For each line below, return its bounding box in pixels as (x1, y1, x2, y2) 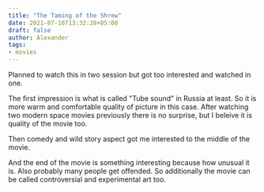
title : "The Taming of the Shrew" (8, 11, 123, 20)
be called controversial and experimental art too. (8, 175, 166, 184)
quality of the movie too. (8, 119, 88, 128)
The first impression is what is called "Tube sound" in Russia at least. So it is (8, 94, 257, 103)
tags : (8, 41, 26, 49)
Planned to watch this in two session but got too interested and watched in (8, 70, 251, 79)
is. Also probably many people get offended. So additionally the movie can (8, 167, 251, 175)
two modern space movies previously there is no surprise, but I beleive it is (8, 111, 253, 119)
